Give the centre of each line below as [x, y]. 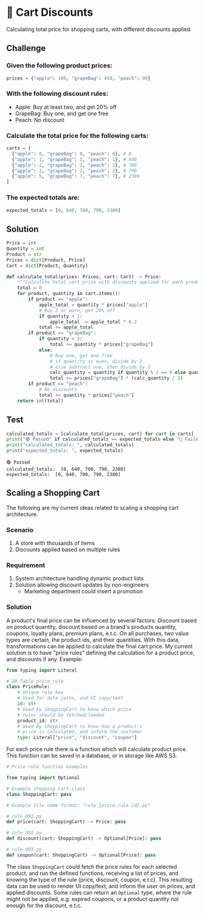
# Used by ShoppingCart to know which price [74, 709]
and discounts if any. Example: [45, 659]
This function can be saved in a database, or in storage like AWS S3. [92, 756]
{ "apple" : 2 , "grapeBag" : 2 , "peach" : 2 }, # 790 [74, 171]
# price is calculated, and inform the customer [80, 732]
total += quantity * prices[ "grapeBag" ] [101, 345]
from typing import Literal [42, 670]
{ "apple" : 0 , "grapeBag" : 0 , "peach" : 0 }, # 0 [72, 154]
